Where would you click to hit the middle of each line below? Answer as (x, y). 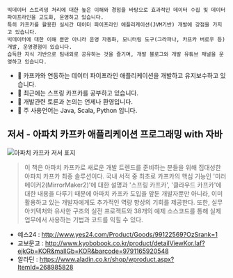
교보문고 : (30, 243)
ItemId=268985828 (45, 267)
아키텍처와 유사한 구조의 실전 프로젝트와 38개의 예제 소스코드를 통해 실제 (122, 210)
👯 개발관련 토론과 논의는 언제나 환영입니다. (75, 102)
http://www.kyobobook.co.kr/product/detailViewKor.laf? (125, 243)
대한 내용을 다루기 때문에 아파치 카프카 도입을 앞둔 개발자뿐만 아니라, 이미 (123, 193)
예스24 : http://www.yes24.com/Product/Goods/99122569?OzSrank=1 (117, 234)
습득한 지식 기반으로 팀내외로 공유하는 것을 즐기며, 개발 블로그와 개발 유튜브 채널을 (112, 54)
